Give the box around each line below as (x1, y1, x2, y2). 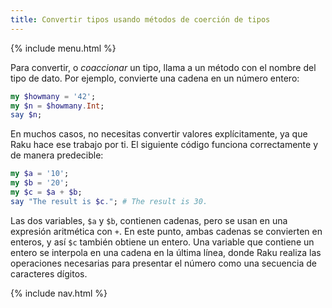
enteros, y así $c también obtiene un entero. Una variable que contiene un (10, 236, 315, 248)
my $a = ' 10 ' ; (10, 169, 70, 179)
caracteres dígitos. (10, 267, 88, 280)
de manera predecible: (10, 149, 104, 161)
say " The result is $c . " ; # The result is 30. (10, 196, 208, 206)
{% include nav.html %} (10, 287, 108, 299)
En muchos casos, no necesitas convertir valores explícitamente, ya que (10, 128, 308, 140)
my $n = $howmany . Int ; (10, 101, 105, 111)
